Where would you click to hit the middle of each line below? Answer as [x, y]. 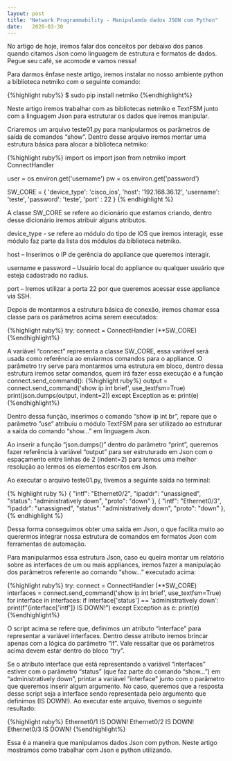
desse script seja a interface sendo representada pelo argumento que [107, 694]
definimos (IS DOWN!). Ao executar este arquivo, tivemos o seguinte [105, 701]
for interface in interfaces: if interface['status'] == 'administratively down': [113, 601]
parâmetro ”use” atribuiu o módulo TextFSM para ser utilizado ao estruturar [115, 424]
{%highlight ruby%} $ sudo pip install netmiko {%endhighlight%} [100, 95]
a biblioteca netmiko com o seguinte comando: [74, 82]
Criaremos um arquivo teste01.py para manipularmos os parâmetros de [108, 130]
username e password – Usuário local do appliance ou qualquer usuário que [116, 268]
